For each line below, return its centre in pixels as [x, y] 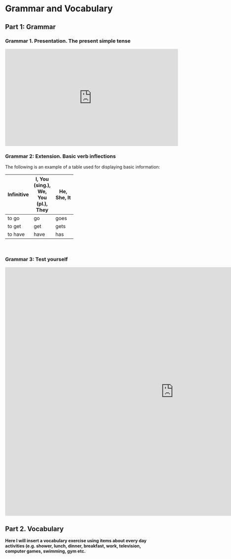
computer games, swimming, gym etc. [45, 551]
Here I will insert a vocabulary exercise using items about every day [76, 541]
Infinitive [18, 194]
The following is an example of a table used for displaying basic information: [83, 167]
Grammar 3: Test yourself [37, 260]
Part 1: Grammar [30, 27]
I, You [42, 179]
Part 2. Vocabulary [35, 529]
